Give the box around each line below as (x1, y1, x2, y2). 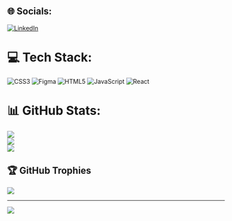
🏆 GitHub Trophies (7, 165, 92, 177)
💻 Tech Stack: (7, 50, 93, 65)
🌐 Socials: (7, 6, 52, 17)
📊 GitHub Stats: (7, 103, 101, 118)
